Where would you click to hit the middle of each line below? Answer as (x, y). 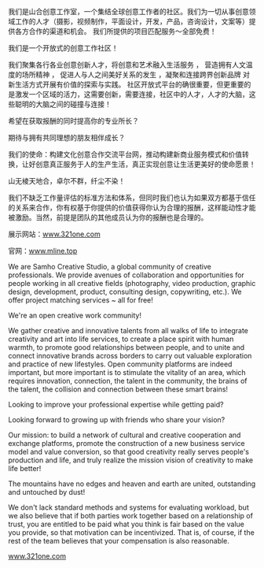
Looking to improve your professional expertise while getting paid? (116, 405)
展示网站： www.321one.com (54, 234)
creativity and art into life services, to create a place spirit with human (121, 339)
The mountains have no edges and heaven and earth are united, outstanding (132, 484)
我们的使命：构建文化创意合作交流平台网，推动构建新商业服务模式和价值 (125, 154)
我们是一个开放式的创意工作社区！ (63, 48)
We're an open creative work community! (75, 315)
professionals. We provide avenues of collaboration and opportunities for (126, 275)
